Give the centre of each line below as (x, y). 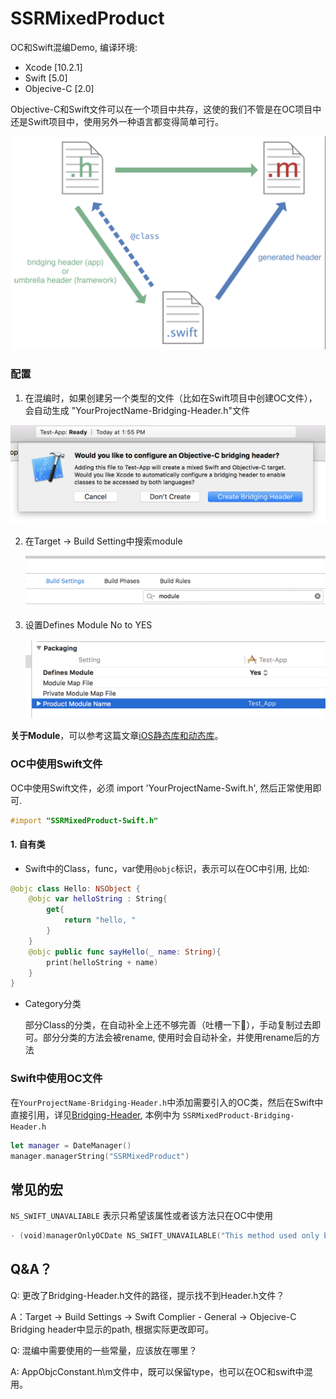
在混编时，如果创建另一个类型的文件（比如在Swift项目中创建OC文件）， (171, 398)
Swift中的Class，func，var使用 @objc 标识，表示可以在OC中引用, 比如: (167, 868)
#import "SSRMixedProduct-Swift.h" (84, 820)
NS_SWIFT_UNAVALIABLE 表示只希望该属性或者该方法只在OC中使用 (142, 1216)
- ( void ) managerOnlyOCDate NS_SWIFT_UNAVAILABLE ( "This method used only (165, 1236)
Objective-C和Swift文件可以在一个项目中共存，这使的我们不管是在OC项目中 (166, 109)
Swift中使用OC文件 (56, 1079)
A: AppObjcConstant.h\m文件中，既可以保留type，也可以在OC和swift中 (157, 1371)
